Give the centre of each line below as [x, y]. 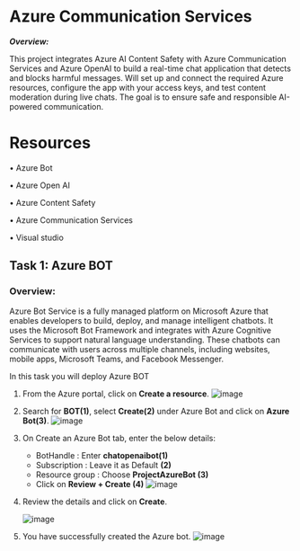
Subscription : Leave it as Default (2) [104, 465]
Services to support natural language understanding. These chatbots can [145, 340]
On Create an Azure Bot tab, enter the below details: [119, 438]
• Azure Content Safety [53, 202]
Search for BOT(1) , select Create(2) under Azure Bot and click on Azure [156, 411]
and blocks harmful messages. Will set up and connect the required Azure [146, 77]
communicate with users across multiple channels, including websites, [140, 349]
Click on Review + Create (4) [90, 484]
